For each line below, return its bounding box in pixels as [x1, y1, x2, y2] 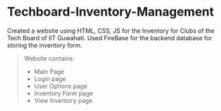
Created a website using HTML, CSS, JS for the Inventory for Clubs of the [7, 27, 215, 35]
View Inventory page [34, 96, 93, 104]
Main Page [34, 67, 65, 76]
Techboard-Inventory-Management [7, 4, 214, 20]
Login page [34, 74, 66, 82]
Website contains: [23, 54, 75, 62]
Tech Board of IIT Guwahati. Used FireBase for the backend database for [7, 33, 213, 42]
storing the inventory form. [7, 41, 83, 49]
